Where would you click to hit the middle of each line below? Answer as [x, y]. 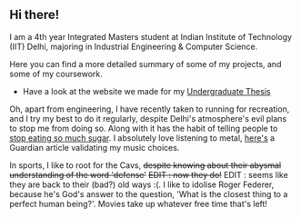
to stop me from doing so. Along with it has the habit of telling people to [144, 128]
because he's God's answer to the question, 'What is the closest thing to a [149, 193]
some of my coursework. [56, 74]
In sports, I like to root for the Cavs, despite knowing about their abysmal [145, 165]
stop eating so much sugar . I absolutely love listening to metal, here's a [142, 138]
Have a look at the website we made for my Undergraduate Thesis [146, 91]
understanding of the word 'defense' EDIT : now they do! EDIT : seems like [149, 174]
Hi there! [35, 15]
